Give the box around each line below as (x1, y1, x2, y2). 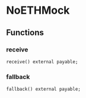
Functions (6, 27, 44, 38)
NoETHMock (6, 4, 70, 17)
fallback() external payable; (6, 86, 81, 93)
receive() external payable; (6, 59, 78, 65)
